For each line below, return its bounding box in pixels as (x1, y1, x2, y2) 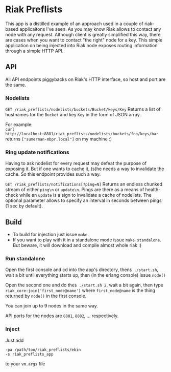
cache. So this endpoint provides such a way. (5, 171, 101, 177)
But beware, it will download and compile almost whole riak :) (12, 242, 142, 249)
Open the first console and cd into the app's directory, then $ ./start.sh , (5, 266, 159, 273)
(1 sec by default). (5, 203, 43, 209)
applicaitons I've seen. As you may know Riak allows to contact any (19, 26, 161, 32)
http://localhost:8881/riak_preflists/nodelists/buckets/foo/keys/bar (5, 132, 159, 137)
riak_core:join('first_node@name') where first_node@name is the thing (5, 287, 156, 294)
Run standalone (5, 255, 45, 262)
